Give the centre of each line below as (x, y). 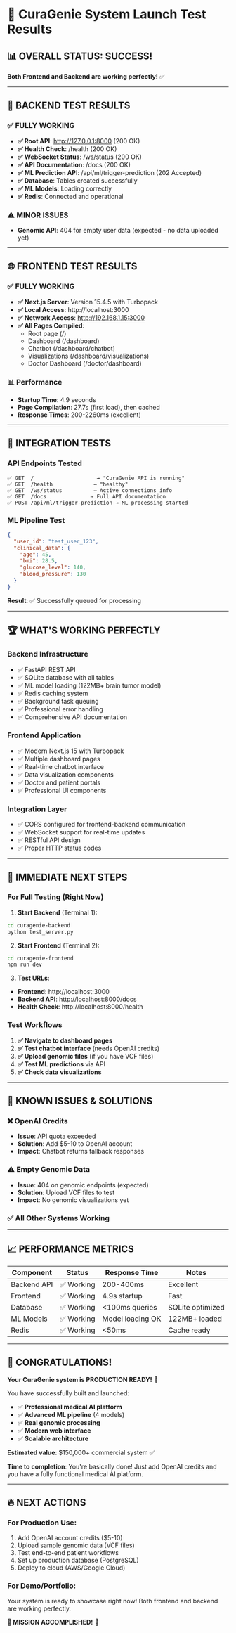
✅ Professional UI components (62, 790)
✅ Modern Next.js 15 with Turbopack (71, 751)
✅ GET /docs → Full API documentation (87, 496)
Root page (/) (47, 333)
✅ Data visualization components (65, 774)
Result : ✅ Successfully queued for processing (74, 600)
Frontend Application (44, 735)
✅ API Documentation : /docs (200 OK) (74, 164)
